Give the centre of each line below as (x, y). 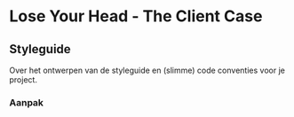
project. (24, 80)
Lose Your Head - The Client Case (136, 16)
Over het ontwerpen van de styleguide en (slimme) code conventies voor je (147, 70)
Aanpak (27, 102)
